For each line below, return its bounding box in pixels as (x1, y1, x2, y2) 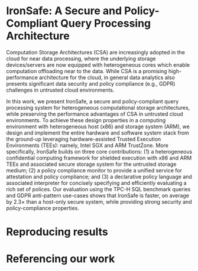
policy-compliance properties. (6, 204, 80, 211)
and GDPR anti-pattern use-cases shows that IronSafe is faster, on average (6, 192, 190, 199)
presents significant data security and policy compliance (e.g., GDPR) (6, 80, 176, 87)
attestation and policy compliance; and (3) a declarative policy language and (6, 173, 192, 180)
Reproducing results (6, 226, 108, 239)
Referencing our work (6, 252, 115, 266)
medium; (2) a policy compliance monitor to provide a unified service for (6, 166, 182, 174)
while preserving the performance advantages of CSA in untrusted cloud (6, 110, 183, 117)
